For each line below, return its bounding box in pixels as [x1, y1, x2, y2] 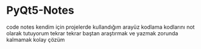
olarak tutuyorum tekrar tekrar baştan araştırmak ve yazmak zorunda [6, 29, 179, 36]
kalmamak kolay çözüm [6, 36, 65, 43]
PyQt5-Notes [6, 4, 75, 17]
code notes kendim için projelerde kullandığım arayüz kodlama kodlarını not [6, 23, 195, 30]
